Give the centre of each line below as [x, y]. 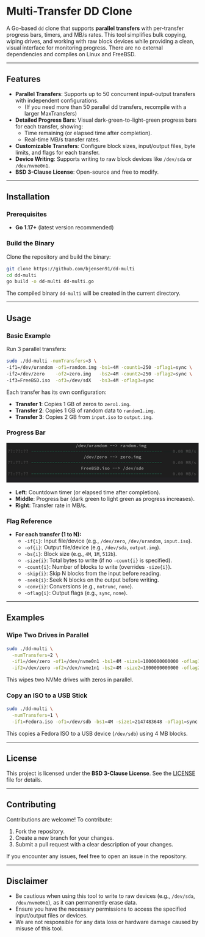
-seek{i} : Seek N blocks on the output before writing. [92, 580]
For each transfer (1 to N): [48, 534]
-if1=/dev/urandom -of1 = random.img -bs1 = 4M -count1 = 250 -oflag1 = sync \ [99, 367]
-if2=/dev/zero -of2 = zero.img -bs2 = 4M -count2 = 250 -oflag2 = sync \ [99, 374]
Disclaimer [27, 881]
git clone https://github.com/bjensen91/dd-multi [71, 269]
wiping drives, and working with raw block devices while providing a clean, [101, 41]
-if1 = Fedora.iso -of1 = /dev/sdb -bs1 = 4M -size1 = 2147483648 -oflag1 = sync [105, 722]
